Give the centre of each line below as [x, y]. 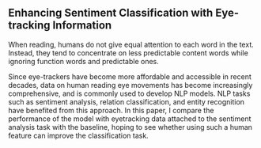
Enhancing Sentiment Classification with [111, 13]
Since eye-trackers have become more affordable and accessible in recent [130, 76]
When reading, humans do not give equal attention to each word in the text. [131, 44]
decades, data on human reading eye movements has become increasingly [130, 85]
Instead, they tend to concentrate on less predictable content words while [129, 53]
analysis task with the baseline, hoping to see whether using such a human [130, 127]
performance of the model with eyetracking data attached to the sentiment [130, 119]
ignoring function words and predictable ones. [84, 61]
